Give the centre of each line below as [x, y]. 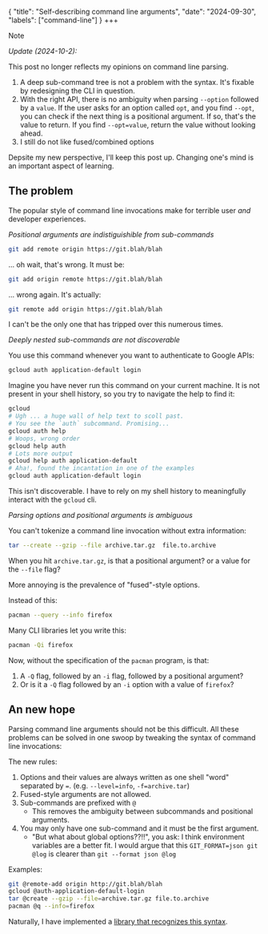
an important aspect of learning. [61, 166]
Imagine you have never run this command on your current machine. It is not [134, 386]
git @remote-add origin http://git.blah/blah [85, 884]
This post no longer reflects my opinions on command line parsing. [118, 67]
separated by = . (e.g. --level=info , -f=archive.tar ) [105, 786]
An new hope [42, 710]
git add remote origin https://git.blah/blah [85, 249]
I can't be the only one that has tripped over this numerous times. [116, 325]
